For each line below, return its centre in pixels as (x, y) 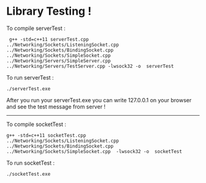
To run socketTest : (31, 163)
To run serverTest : (30, 77)
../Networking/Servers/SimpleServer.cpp (59, 61)
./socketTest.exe (29, 174)
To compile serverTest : (36, 28)
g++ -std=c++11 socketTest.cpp (46, 135)
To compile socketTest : (36, 124)
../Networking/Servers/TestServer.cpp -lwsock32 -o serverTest (90, 66)
